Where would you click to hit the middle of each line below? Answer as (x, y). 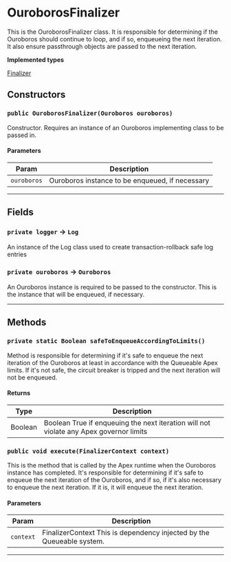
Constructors (36, 95)
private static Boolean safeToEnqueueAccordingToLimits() (106, 341)
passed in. (22, 135)
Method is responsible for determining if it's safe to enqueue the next (105, 355)
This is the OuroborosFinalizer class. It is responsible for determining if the (113, 32)
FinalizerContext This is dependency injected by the (126, 533)
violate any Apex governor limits (96, 431)
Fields (21, 212)
